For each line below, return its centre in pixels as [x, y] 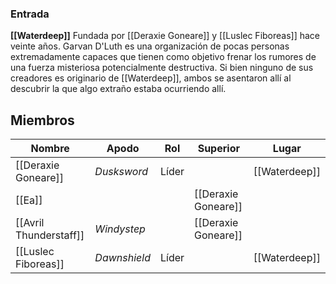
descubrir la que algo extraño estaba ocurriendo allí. [118, 89]
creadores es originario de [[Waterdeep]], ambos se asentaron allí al [151, 78]
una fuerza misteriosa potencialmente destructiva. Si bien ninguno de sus [162, 68]
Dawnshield [122, 258]
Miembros [42, 120]
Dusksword [121, 172]
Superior [218, 149]
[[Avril [30, 223]
